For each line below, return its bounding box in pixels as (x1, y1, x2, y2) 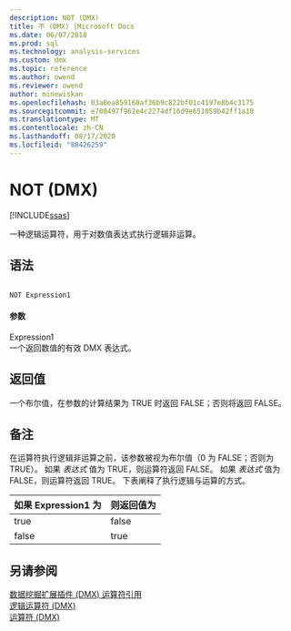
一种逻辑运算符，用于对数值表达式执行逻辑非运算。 (9, 229, 201, 239)
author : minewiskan (9, 89, 84, 98)
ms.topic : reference (9, 65, 88, 74)
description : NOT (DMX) (9, 13, 100, 23)
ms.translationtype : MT (9, 115, 100, 124)
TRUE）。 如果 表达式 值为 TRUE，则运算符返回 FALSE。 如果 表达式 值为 (9, 463, 281, 474)
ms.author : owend (9, 73, 75, 82)
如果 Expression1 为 (14, 499, 102, 512)
